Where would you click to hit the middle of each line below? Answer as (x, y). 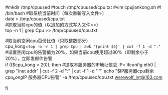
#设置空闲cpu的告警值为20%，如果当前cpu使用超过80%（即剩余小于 (77, 52)
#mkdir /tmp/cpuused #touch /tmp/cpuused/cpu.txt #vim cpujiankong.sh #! (83, 7)
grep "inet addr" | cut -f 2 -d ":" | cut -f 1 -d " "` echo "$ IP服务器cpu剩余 (80, 71)
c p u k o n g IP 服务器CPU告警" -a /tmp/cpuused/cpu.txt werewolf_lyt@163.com (84, 78)
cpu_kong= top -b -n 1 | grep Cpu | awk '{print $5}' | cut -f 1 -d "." (83, 46)
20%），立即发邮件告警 (29, 58)
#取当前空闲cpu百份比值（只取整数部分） (48, 40)
